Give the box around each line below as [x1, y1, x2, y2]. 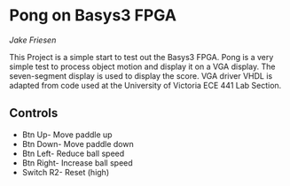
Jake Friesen [9, 35, 57, 45]
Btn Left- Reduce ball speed [21, 148, 125, 159]
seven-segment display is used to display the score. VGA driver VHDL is [9, 70, 273, 81]
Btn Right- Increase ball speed [21, 157, 133, 168]
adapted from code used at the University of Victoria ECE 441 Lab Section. [9, 80, 282, 90]
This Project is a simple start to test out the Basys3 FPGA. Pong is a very [9, 51, 274, 62]
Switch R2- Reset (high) [21, 167, 109, 177]
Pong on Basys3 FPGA [9, 5, 177, 26]
